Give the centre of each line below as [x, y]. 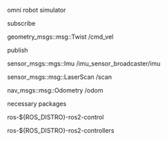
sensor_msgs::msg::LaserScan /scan [60, 77]
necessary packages [37, 104]
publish [18, 50]
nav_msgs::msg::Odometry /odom [55, 90]
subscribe [21, 23]
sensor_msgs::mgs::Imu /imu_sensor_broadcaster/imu [84, 64]
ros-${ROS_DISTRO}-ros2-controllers [61, 130]
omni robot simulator [37, 10]
